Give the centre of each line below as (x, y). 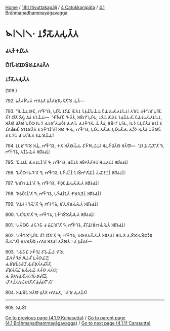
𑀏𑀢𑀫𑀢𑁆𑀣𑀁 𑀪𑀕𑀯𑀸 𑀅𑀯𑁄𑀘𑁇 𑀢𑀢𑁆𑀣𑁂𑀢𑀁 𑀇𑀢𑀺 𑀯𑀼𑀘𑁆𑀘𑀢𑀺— (56, 242)
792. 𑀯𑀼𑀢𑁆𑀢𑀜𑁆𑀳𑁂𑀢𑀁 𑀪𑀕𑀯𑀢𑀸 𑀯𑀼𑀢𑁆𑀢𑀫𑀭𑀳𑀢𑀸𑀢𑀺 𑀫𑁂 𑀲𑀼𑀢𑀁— (45, 101)
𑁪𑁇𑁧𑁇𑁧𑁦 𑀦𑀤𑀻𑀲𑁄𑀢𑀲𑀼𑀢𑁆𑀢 (42, 34)
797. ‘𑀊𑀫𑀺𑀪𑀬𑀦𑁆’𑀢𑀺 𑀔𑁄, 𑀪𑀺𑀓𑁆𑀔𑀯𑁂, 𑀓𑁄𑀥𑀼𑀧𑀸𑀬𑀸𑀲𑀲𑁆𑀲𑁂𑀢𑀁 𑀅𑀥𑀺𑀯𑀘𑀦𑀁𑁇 (52, 183)
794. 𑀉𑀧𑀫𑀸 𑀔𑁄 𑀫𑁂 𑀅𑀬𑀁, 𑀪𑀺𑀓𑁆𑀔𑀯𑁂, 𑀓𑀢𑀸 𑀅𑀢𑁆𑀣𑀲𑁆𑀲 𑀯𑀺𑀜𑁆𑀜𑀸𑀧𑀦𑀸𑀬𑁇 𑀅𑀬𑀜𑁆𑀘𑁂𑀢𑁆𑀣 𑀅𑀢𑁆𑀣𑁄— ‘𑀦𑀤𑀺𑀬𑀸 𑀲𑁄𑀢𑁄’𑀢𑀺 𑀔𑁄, (85, 146)
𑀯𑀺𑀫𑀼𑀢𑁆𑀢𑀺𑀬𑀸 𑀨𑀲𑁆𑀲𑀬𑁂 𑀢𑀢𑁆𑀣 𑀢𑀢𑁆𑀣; (32, 270)
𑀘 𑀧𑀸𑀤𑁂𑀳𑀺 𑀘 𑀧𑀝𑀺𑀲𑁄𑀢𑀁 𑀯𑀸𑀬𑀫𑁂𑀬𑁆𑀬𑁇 (30, 135)
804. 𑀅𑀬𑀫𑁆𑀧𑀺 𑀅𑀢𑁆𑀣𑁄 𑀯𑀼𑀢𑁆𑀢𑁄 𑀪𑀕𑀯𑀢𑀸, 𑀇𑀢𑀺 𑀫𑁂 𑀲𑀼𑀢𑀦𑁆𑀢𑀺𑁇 (46, 292)
